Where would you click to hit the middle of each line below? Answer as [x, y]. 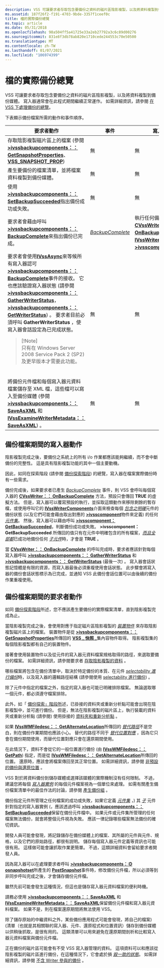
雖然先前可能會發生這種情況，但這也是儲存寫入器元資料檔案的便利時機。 [78, 886]
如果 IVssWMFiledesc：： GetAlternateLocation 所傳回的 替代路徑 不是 [77, 726]
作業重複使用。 [20, 580]
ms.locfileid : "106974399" [32, 55]
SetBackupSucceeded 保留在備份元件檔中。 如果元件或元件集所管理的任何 [80, 812]
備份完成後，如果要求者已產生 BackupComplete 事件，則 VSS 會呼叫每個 [78, 490]
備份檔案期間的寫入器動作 [43, 444]
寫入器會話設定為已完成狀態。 [42, 330]
